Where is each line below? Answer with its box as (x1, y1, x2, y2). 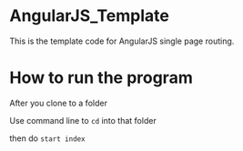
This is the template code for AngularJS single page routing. (9, 35, 235, 46)
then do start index (9, 133, 86, 144)
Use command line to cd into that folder (9, 115, 157, 126)
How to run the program (9, 67, 193, 88)
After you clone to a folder (9, 97, 107, 108)
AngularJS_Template (9, 5, 170, 26)
